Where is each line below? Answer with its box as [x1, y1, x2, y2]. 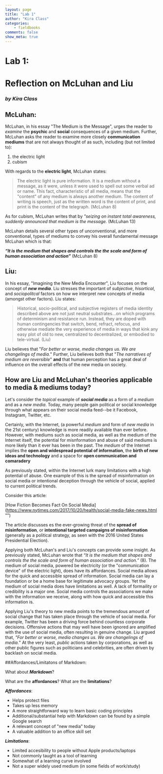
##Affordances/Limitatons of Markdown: [5, 659, 87, 665]
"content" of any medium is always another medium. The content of [17, 193, 154, 199]
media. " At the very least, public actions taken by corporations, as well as [5, 639, 153, 645]
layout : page [5, 7, 32, 12]
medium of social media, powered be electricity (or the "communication [5, 562, 149, 568]
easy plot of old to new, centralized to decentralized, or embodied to [17, 331, 155, 337]
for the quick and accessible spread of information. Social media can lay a [5, 573, 154, 579]
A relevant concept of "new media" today [12, 723, 96, 729]
